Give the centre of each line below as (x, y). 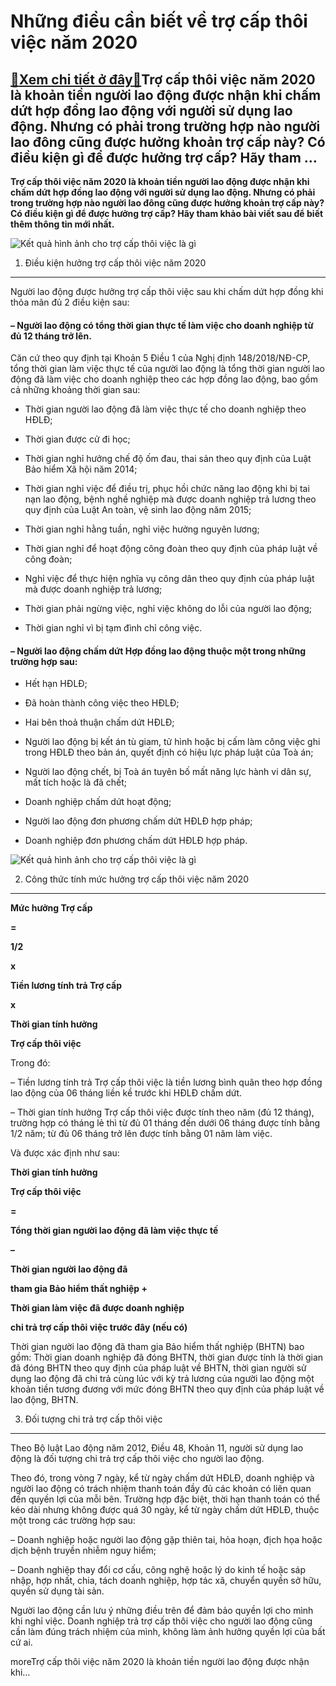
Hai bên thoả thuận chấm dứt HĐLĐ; (99, 722)
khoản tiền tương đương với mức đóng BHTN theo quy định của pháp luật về (167, 1389)
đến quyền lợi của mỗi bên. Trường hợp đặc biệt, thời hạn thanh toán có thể (165, 1499)
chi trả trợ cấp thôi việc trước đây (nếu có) (99, 1327)
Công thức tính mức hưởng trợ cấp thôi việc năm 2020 (137, 879)
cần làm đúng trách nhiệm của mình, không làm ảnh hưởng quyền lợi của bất (168, 1632)
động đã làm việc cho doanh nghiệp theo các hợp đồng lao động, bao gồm (164, 379)
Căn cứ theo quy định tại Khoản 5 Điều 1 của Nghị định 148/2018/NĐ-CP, (160, 358)
